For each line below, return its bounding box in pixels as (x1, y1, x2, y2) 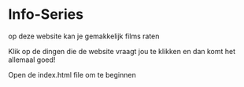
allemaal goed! (8, 55, 56, 64)
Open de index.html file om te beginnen (8, 70, 136, 79)
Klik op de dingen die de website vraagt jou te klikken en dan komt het (8, 46, 236, 56)
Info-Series (8, 5, 84, 24)
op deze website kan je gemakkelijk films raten (8, 31, 160, 41)
